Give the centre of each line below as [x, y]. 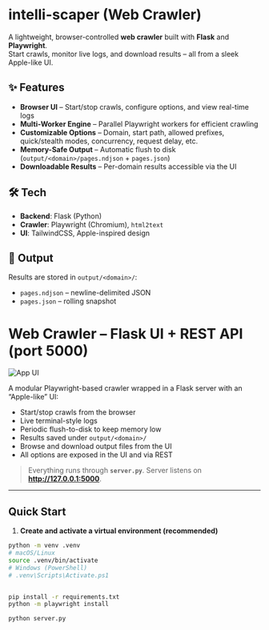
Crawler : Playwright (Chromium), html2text [92, 224]
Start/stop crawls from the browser [78, 412]
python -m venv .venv [44, 546]
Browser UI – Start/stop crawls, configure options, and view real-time [134, 106]
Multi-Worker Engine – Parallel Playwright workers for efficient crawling [139, 124]
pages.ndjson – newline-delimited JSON [85, 293]
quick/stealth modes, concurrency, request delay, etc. [109, 141]
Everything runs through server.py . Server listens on [115, 471]
